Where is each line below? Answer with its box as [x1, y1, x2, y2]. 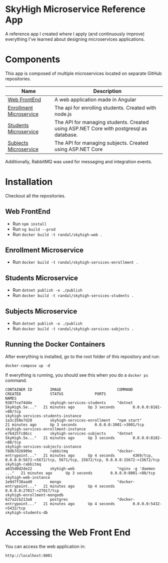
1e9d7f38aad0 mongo [5, 479, 61, 484]
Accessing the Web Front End [5, 527, 131, 538]
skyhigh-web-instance [5, 475, 50, 480]
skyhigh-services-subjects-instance [5, 444, 81, 449]
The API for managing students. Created [54, 119, 149, 126]
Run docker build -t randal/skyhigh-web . [12, 231, 103, 237]
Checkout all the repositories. [5, 192, 66, 199]
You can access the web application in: [5, 543, 86, 549]
